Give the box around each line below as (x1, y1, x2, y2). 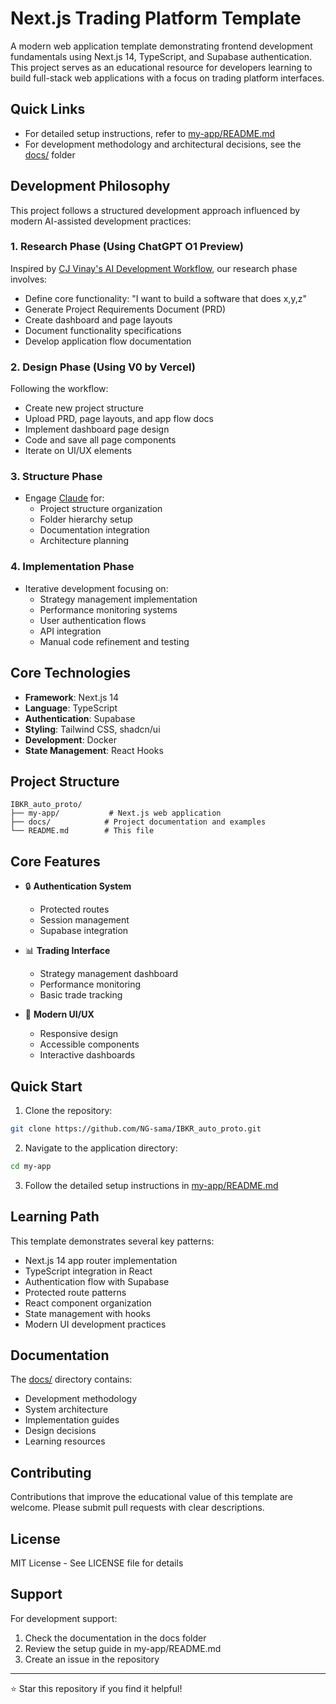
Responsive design (39, 1028, 119, 1040)
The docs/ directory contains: (10, 1373, 133, 1386)
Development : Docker (24, 733, 117, 746)
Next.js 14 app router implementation (24, 1254, 178, 1266)
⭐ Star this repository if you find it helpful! (10, 1682, 183, 1694)
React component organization (24, 1297, 152, 1309)
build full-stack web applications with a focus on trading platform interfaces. (10, 72, 325, 84)
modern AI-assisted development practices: (10, 215, 192, 227)
